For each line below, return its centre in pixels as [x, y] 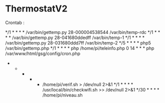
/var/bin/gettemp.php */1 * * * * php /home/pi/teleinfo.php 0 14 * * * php [80, 48]
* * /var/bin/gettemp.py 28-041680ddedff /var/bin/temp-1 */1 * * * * [75, 37]
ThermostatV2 [36, 9]
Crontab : [15, 22]
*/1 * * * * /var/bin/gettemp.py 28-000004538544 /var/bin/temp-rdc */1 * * [83, 32]
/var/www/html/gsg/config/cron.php [43, 53]
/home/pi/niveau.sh [62, 95]
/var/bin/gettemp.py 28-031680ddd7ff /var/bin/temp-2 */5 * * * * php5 [78, 42]
